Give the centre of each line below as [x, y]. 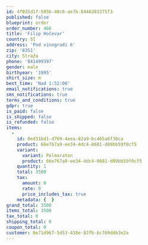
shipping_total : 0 [29, 222]
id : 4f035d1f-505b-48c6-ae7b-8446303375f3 [59, 12]
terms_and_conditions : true [41, 100]
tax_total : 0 [22, 216]
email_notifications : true [40, 89]
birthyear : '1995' [29, 73]
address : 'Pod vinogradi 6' [41, 45]
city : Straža [22, 56]
